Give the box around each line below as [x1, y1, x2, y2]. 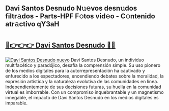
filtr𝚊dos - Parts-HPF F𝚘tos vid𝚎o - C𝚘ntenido [5, 12, 155, 21]
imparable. [5, 100, 28, 106]
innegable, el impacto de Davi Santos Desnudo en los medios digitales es [5, 95, 159, 100]
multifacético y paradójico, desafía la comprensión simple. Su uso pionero [5, 62, 161, 68]
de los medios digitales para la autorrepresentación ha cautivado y [5, 68, 145, 73]
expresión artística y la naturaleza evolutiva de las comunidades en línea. [5, 79, 159, 84]
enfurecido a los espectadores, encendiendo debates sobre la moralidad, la [5, 73, 164, 79]
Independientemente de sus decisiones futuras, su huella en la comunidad [5, 84, 161, 90]
